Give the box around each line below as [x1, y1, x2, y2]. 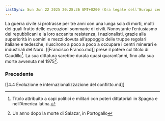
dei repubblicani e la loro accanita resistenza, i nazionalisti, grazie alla [5, 31, 146, 37]
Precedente [5, 70, 33, 77]
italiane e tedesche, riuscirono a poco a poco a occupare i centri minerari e [5, 41, 157, 47]
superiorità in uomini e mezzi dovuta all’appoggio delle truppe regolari [5, 36, 146, 42]
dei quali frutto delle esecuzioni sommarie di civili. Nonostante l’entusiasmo [5, 25, 158, 32]
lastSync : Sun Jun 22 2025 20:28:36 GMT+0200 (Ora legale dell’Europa [5, 7, 153, 12]
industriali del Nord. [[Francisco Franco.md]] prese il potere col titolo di [5, 46, 149, 52]
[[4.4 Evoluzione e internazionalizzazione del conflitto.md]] [5, 81, 125, 88]
